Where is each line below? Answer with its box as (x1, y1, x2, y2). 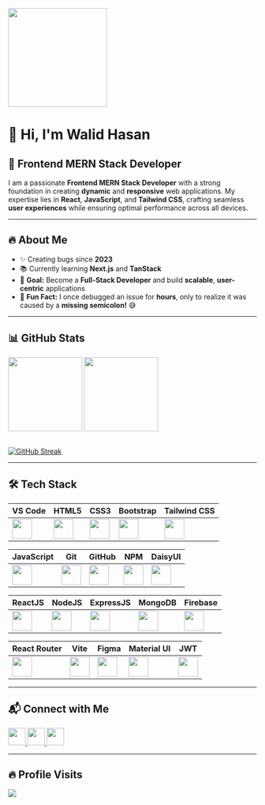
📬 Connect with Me (8, 702, 109, 716)
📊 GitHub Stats (8, 332, 85, 345)
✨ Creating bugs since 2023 (19, 254, 113, 264)
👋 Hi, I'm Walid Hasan (8, 126, 151, 144)
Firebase (184, 596, 218, 608)
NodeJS (51, 596, 83, 608)
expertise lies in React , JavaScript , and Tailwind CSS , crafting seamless (8, 195, 244, 204)
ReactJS (12, 596, 45, 608)
